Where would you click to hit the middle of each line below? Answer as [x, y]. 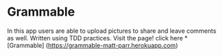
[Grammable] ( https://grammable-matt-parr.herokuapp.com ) [93, 45]
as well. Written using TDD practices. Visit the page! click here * [97, 38]
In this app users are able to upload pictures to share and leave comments [112, 31]
